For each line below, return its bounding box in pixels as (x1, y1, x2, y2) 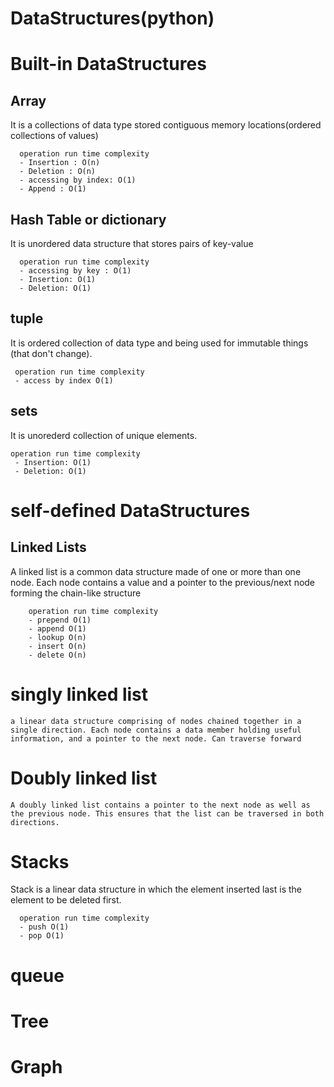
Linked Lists (10, 539, 87, 556)
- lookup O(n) (28, 632, 87, 642)
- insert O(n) (28, 641, 87, 651)
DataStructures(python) (10, 7, 215, 30)
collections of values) (10, 130, 99, 142)
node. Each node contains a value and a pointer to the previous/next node (10, 576, 316, 588)
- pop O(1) (19, 931, 65, 941)
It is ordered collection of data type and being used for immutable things (10, 337, 309, 349)
